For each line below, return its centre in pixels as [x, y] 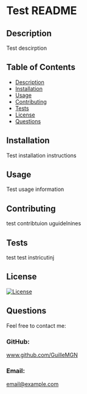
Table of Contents [41, 67]
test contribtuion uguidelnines [44, 223]
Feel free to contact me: [36, 325]
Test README [42, 11]
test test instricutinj [30, 258]
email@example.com [33, 384]
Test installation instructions [41, 155]
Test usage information [35, 189]
